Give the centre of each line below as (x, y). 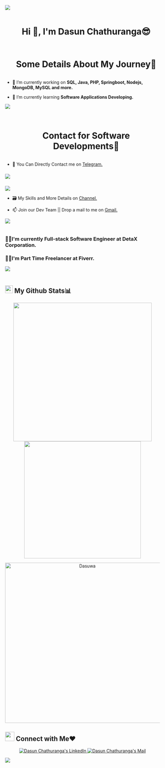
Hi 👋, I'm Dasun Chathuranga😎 (86, 32)
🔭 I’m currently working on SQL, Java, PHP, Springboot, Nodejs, (78, 82)
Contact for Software (86, 136)
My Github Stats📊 (43, 291)
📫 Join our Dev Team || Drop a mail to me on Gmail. (65, 209)
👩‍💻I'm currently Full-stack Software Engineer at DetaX (71, 239)
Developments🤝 (86, 146)
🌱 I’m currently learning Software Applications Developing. (73, 97)
